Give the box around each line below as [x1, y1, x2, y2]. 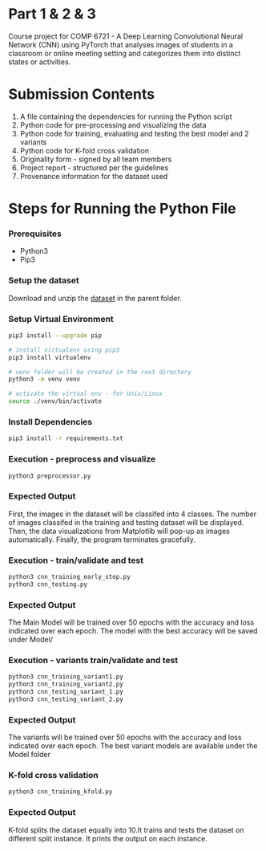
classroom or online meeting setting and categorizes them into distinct [8, 48, 241, 58]
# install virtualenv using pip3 [8, 346, 120, 354]
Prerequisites [8, 228, 62, 239]
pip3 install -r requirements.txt [8, 434, 124, 442]
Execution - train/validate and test [8, 555, 144, 566]
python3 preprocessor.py [8, 471, 91, 480]
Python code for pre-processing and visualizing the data [19, 120, 207, 129]
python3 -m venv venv [8, 375, 81, 384]
